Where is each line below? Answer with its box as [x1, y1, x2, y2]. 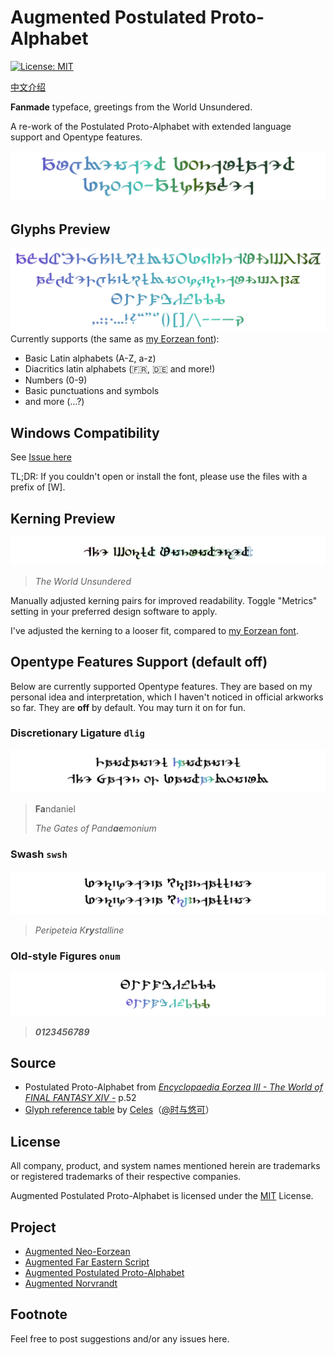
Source [10, 1055, 57, 1071]
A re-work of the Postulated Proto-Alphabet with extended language [10, 120, 292, 132]
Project [10, 1219, 57, 1236]
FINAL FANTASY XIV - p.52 [24, 1092, 137, 1104]
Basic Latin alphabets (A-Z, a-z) [24, 352, 157, 365]
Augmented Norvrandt [24, 1277, 118, 1290]
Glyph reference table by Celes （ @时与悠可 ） [24, 1104, 215, 1116]
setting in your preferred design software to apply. [10, 605, 218, 617]
